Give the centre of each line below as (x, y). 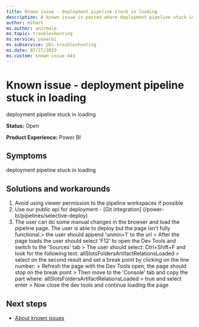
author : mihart (25, 23)
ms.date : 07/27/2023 (32, 50)
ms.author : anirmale (32, 28)
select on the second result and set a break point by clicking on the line (102, 260)
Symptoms (27, 156)
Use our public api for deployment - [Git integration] (78, 209)
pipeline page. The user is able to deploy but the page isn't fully (92, 228)
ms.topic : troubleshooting (39, 34)
